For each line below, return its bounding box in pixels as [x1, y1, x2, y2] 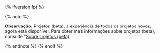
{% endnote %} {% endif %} [5, 43, 63, 49]
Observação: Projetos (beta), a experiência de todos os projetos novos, [5, 23, 152, 29]
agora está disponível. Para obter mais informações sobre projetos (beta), [5, 28, 156, 34]
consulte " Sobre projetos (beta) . [5, 34, 71, 39]
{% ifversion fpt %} [5, 4, 44, 10]
